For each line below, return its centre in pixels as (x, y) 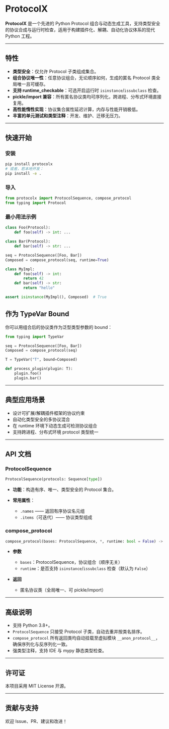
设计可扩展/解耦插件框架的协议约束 (49, 413)
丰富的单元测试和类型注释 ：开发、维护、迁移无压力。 (68, 115)
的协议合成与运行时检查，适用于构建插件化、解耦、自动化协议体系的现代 (80, 30)
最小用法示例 (21, 217)
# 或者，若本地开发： (24, 169)
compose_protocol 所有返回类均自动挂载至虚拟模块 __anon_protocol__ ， (86, 638)
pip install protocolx (29, 164)
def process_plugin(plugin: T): (39, 369)
